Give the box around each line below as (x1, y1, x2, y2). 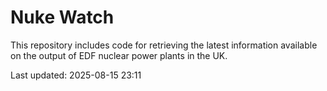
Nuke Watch (10, 6, 115, 29)
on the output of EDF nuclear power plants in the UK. (10, 49, 228, 61)
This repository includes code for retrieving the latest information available (10, 39, 318, 51)
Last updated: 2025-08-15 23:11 (10, 69, 142, 81)
